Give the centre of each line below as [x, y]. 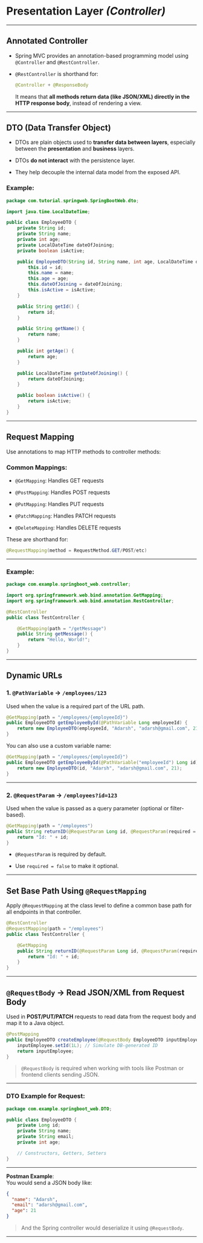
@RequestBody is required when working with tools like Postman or [102, 1068]
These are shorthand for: [37, 539]
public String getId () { [48, 307]
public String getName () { [51, 329]
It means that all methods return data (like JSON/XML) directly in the [102, 97]
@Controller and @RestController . [57, 62]
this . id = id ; [46, 267]
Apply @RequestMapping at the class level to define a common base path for [99, 906]
